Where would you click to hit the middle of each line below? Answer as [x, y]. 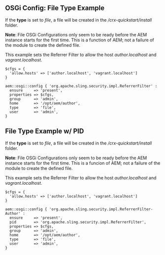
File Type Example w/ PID [45, 131]
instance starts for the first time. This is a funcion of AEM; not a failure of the [83, 163]
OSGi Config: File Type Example [55, 8]
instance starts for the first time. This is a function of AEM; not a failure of [80, 40]
